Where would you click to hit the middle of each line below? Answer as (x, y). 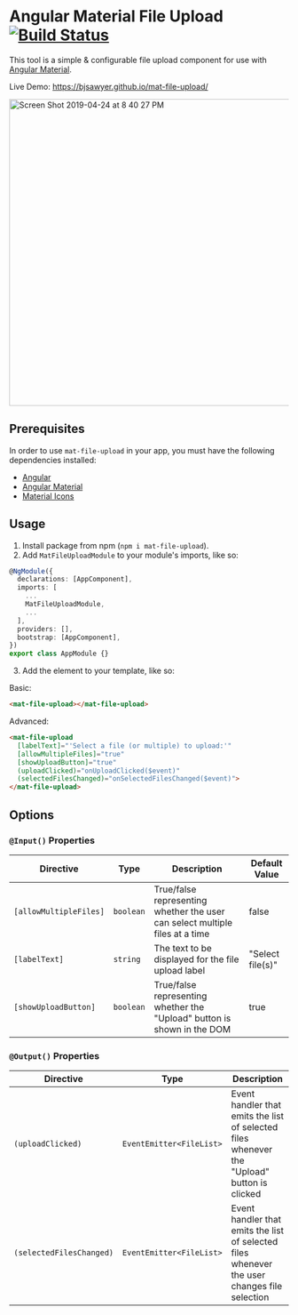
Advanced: (29, 721)
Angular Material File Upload (116, 16)
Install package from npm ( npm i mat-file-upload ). (115, 545)
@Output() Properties (55, 1055)
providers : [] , (45, 629)
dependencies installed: (53, 460)
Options (32, 815)
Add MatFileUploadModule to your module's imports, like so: (130, 555)
